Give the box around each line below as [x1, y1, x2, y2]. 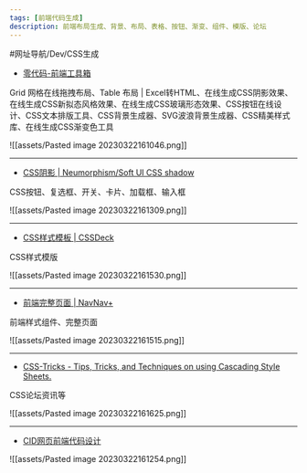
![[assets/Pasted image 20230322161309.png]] [9, 205, 187, 215]
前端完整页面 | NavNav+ [22, 297, 114, 308]
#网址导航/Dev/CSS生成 [9, 47, 100, 59]
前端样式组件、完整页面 [9, 316, 98, 327]
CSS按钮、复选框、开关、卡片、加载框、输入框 [9, 186, 186, 197]
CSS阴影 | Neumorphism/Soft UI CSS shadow [22, 166, 195, 178]
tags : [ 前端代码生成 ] [9, 13, 84, 23]
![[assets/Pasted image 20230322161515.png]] [9, 334, 185, 345]
